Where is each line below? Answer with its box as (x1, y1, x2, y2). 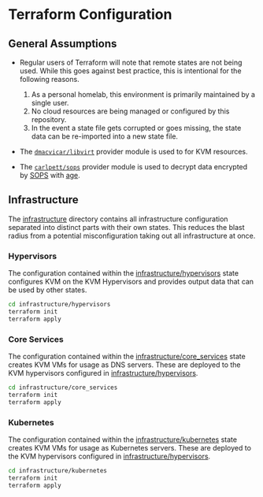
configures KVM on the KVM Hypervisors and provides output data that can (8, 277, 254, 287)
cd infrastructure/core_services (8, 384, 118, 391)
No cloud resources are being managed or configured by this (31, 106, 230, 116)
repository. (31, 115, 67, 124)
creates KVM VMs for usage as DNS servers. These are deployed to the (8, 360, 242, 369)
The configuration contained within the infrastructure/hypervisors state (8, 269, 239, 278)
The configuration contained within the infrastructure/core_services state (8, 352, 246, 362)
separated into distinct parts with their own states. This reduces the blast (8, 222, 246, 232)
